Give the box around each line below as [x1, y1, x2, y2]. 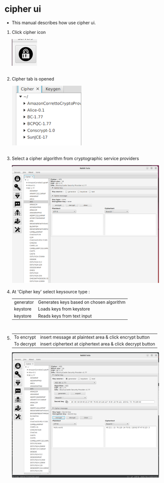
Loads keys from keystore [38, 306, 90, 312]
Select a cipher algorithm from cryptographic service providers [11, 155, 139, 161]
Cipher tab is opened [11, 76, 54, 82]
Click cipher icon [11, 29, 46, 35]
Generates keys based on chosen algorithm [38, 299, 126, 305]
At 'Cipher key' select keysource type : [11, 289, 90, 295]
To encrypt [14, 334, 36, 340]
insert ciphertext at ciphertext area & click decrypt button [40, 341, 155, 347]
